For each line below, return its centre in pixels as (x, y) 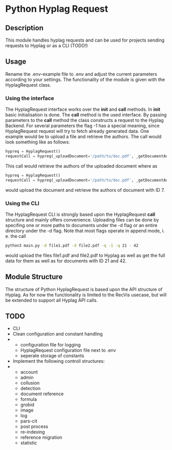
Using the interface (30, 98)
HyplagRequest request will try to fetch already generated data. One (77, 131)
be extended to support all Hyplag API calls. (52, 300)
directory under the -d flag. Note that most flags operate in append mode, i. (85, 231)
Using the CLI (22, 203)
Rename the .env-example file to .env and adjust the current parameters (81, 74)
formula (29, 399)
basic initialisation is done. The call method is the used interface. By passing (86, 115)
